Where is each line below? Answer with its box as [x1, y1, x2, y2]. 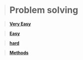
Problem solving [9, 4, 79, 16]
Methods [9, 50, 29, 56]
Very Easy [9, 21, 31, 27]
